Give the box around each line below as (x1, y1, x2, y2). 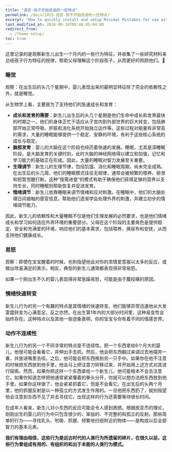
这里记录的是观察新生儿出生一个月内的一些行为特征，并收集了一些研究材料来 (5, 51, 167, 57)
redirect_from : (5, 27, 38, 32)
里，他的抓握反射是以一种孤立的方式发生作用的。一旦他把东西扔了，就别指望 (5, 387, 167, 394)
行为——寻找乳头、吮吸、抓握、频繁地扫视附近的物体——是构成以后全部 (14, 418, 167, 424)
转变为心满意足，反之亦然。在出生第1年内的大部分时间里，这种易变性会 (14, 309, 164, 316)
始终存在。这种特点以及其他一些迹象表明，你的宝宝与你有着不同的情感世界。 (5, 316, 167, 322)
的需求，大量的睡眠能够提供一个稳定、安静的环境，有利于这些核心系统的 (12, 131, 165, 137)
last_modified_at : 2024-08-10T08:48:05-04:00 (5, 22, 104, 27)
